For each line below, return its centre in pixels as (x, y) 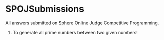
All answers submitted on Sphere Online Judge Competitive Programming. (82, 23)
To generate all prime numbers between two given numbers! (75, 32)
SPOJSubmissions (45, 9)
